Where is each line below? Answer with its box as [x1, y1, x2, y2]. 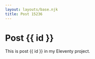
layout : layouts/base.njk [5, 7, 58, 12]
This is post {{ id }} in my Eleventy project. [5, 48, 91, 54]
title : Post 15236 [5, 12, 43, 16]
